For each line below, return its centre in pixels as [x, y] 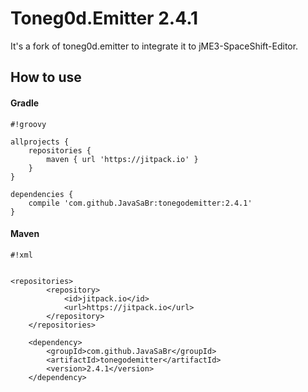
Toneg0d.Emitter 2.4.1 [104, 18]
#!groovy [28, 124]
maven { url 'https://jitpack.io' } [122, 159]
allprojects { [40, 142]
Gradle [25, 103]
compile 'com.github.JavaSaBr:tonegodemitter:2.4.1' [140, 203]
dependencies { [42, 194]
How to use [46, 77]
